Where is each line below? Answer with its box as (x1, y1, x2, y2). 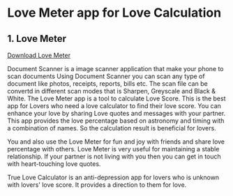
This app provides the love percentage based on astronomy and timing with (7, 116, 225, 125)
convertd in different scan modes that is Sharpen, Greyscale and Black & (7, 87, 216, 95)
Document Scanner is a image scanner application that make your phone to (7, 65, 225, 73)
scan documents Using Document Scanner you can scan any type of (7, 72, 205, 80)
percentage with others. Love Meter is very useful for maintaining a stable (7, 145, 220, 153)
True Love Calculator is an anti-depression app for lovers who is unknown (7, 173, 220, 181)
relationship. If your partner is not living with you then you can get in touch (7, 152, 221, 160)
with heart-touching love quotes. (7, 160, 101, 168)
